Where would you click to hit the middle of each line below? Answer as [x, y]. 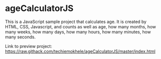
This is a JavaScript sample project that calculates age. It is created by [76, 22]
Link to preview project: [29, 46]
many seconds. [20, 37]
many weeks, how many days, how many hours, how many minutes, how [78, 32]
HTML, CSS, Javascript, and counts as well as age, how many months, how [80, 26]
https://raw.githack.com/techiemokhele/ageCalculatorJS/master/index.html [80, 51]
